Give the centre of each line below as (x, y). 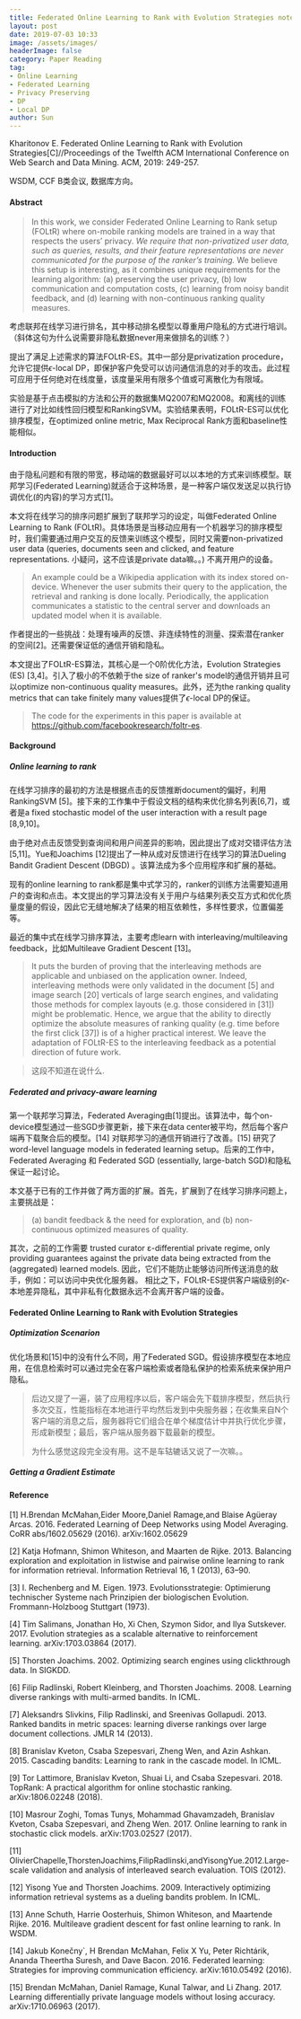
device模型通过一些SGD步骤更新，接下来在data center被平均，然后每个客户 (149, 1127)
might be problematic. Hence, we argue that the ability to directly (151, 1014)
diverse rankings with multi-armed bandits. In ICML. (105, 1697)
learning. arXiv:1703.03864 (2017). (73, 1644)
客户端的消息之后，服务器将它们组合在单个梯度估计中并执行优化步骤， (161, 1421)
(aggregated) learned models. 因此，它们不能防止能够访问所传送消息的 (140, 1269)
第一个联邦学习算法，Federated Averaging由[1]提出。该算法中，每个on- (141, 1115)
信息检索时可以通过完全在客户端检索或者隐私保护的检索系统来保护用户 (162, 1368)
